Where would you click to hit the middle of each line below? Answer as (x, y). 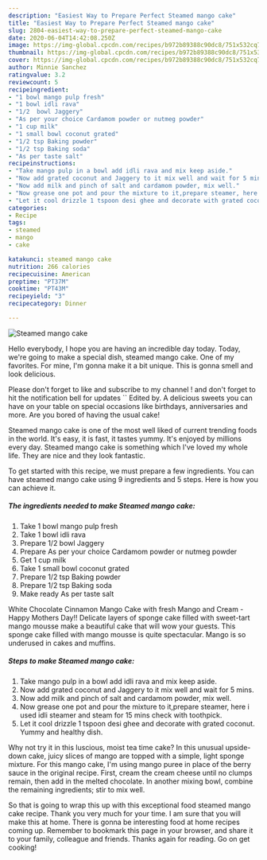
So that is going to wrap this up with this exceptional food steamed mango (130, 805)
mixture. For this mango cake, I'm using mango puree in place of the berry (130, 764)
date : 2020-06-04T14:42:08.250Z (62, 38)
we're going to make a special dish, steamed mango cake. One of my (121, 357)
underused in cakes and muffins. (62, 643)
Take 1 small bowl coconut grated (74, 568)
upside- (238, 747)
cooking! (23, 847)
